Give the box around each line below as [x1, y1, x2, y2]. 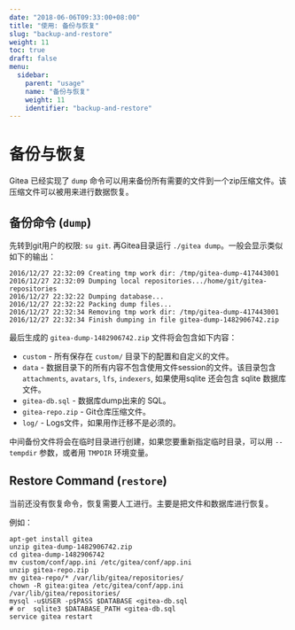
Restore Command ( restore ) [9, 473, 167, 488]
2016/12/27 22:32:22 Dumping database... [9, 292, 165, 301]
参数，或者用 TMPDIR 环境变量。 [39, 447, 153, 457]
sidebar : [17, 71, 50, 80]
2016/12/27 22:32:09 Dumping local [9, 276, 141, 285]
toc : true [9, 46, 46, 55]
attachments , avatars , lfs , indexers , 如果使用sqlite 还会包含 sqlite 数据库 [21, 373, 286, 384]
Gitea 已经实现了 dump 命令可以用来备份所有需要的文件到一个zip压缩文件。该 [9, 175, 287, 186]
